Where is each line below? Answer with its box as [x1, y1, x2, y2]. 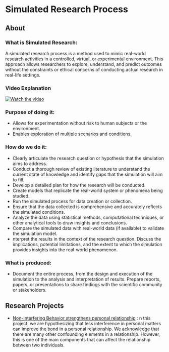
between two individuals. [12, 342, 65, 348]
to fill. [12, 176, 24, 183]
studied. [12, 192, 30, 199]
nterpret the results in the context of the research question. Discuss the [12, 236, 161, 242]
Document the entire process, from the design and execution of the [12, 271, 153, 277]
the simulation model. [12, 230, 58, 237]
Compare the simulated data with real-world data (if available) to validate [12, 225, 164, 231]
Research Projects [5, 301, 64, 310]
